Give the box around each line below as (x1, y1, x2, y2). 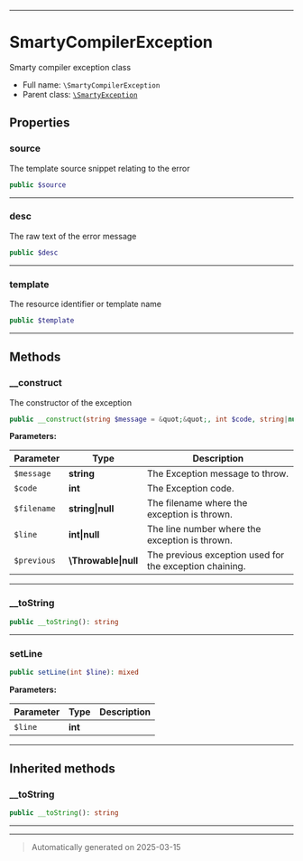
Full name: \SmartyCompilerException (22, 79, 161, 90)
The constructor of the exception (9, 397, 133, 407)
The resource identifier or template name (9, 298, 162, 309)
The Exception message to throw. (147, 467, 289, 480)
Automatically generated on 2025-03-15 (31, 842, 181, 853)
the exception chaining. (147, 560, 246, 573)
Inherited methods (9, 761, 115, 777)
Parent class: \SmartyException (22, 89, 138, 99)
